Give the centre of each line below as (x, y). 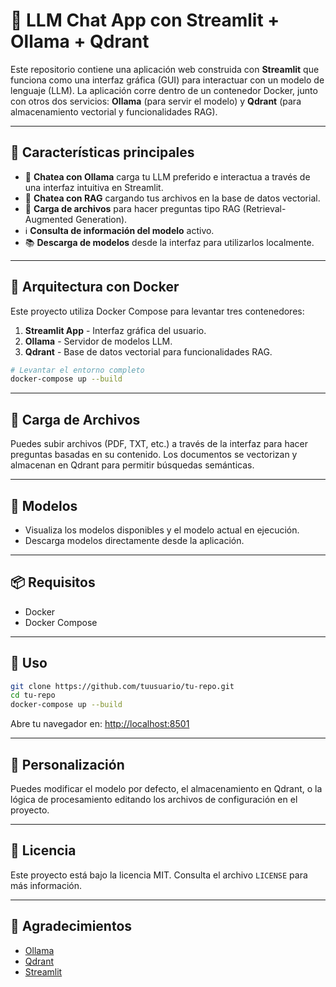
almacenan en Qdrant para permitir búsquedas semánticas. (132, 465)
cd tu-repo (33, 695)
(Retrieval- (264, 208)
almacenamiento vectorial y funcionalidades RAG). (114, 111)
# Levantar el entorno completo (77, 370)
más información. (46, 885)
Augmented (49, 219)
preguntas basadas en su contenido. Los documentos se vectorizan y (154, 455)
